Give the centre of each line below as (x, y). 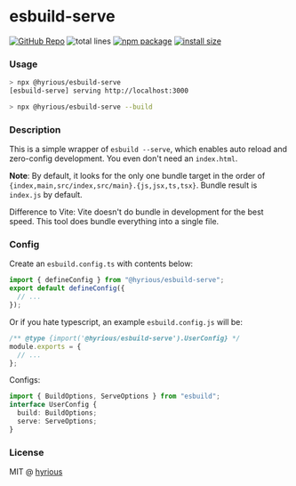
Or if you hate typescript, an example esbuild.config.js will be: (126, 321)
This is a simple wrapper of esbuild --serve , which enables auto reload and (148, 150)
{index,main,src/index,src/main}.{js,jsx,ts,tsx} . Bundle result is (133, 185)
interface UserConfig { (53, 405)
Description (35, 129)
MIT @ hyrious (36, 472)
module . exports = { (45, 346)
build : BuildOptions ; (57, 413)
